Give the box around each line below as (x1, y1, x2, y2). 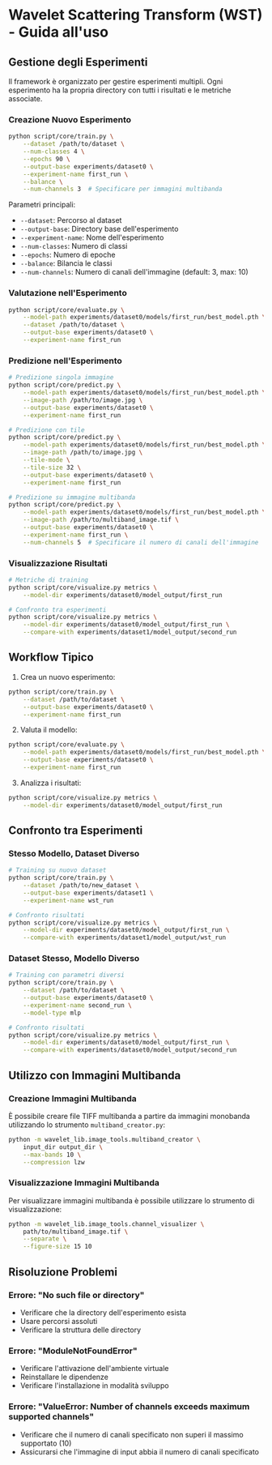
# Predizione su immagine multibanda (8, 493, 136, 502)
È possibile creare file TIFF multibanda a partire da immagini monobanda (8, 1111, 251, 1121)
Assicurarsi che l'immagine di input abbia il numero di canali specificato (19, 1446, 259, 1456)
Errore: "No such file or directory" (8, 1289, 145, 1301)
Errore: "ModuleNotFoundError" (8, 1345, 138, 1356)
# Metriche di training (8, 575, 89, 584)
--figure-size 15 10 (23, 1242, 92, 1251)
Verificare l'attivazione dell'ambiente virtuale (19, 1364, 169, 1373)
